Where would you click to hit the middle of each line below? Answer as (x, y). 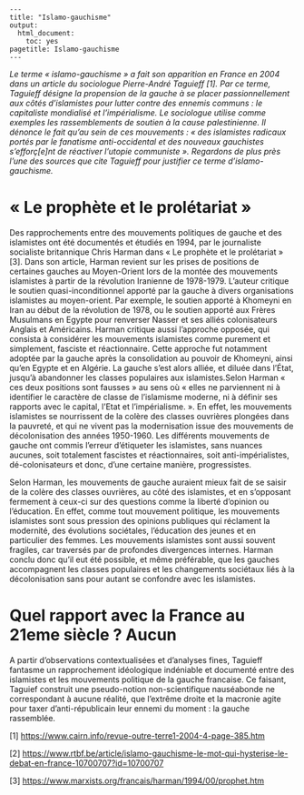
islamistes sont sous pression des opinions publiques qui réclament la (140, 520)
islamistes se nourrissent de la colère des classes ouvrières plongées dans (149, 416)
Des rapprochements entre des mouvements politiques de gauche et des (146, 232)
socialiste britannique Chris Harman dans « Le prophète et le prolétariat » (147, 252)
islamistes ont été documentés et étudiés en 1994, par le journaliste (135, 242)
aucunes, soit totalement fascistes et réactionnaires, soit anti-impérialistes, (150, 455)
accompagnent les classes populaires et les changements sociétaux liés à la (152, 569)
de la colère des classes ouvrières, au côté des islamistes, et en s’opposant (150, 491)
